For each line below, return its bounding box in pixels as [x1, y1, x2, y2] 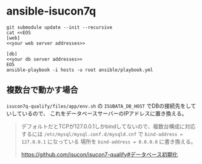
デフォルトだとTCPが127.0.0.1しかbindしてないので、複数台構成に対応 [21, 123, 196, 130]
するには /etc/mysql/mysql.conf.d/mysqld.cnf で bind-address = [21, 130, 183, 137]
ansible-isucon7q [6, 4, 96, 18]
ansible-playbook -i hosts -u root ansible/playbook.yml [6, 67, 153, 73]
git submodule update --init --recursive [6, 24, 113, 30]
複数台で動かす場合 [6, 85, 78, 95]
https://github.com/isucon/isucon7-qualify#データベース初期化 [21, 151, 178, 158]
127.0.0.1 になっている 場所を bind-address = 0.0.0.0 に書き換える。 [21, 138, 197, 145]
